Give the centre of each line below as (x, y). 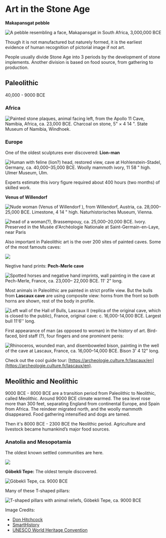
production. (17, 67)
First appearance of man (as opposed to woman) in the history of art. (76, 331)
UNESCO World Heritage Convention (50, 530)
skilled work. (18, 188)
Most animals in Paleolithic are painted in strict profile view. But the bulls (79, 290)
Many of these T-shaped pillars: (38, 491)
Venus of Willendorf (26, 197)
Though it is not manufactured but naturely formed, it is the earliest (74, 42)
